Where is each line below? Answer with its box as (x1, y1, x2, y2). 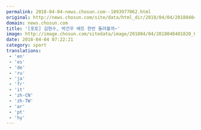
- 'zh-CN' (8, 92, 33, 98)
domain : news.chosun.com (6, 20, 68, 26)
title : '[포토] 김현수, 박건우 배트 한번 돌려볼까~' (6, 25, 120, 32)
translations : (6, 48, 42, 54)
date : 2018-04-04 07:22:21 (6, 37, 74, 43)
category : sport (6, 43, 47, 49)
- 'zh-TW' (8, 98, 33, 104)
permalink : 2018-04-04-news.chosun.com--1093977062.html (6, 8, 151, 15)
